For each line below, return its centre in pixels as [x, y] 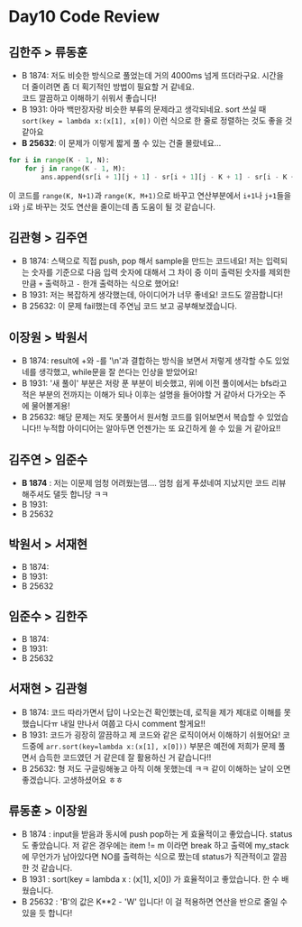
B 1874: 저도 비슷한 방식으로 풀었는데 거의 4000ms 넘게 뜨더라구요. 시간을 [153, 75]
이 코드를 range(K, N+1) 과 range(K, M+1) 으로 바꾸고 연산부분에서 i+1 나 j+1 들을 [150, 195]
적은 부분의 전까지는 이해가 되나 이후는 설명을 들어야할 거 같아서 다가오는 [149, 395]
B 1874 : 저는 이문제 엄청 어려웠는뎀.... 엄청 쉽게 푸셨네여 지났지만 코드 [145, 483]
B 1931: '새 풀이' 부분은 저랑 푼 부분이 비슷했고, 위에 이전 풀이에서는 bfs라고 [154, 383]
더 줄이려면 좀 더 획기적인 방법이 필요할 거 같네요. [108, 87]
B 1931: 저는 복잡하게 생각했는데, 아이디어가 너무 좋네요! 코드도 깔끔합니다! [152, 295]
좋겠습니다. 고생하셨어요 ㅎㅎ [72, 780]
